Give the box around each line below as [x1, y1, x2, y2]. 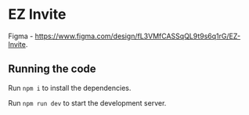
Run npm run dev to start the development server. [8, 98, 167, 107]
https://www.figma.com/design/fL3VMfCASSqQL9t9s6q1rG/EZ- [34, 31, 241, 41]
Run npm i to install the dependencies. [8, 83, 132, 92]
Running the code [8, 63, 96, 76]
